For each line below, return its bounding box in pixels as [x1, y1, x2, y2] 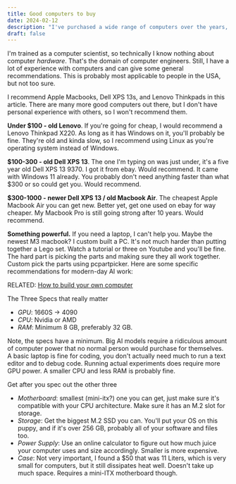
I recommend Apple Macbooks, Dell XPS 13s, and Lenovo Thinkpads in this [7, 93, 225, 101]
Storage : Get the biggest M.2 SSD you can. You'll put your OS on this [17, 416, 218, 425]
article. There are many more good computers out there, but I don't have [7, 100, 218, 109]
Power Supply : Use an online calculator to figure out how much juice [17, 439, 217, 447]
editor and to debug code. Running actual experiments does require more [7, 359, 221, 368]
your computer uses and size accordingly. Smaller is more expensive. [17, 447, 220, 455]
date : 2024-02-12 [7, 17, 58, 24]
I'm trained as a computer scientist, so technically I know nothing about [7, 49, 215, 58]
